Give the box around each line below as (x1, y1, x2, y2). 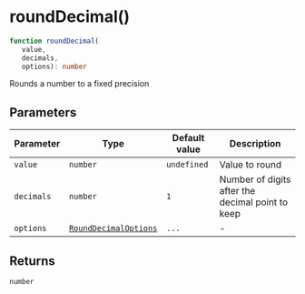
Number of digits (219, 173, 291, 186)
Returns (9, 253, 56, 269)
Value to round (219, 158, 282, 171)
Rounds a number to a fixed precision (9, 78, 150, 89)
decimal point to (219, 196, 289, 208)
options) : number (21, 62, 88, 71)
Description (229, 137, 281, 150)
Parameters (9, 105, 77, 120)
